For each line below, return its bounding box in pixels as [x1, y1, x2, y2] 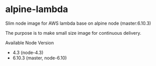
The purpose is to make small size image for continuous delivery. [5, 30, 141, 36]
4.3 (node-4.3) [12, 49, 44, 55]
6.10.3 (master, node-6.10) [12, 54, 67, 61]
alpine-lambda [5, 4, 69, 15]
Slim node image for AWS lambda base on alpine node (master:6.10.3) [5, 20, 151, 26]
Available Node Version [5, 39, 54, 46]
